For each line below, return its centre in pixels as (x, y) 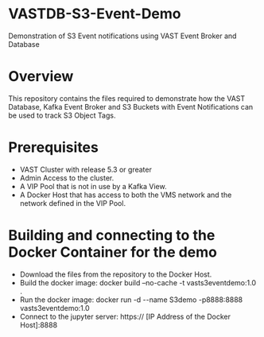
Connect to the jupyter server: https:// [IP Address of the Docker (125, 316)
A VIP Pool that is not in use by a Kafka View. (93, 186)
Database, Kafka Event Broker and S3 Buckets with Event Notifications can (131, 107)
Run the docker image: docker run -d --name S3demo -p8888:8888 (131, 300)
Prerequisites (54, 147)
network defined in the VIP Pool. (72, 203)
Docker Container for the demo (113, 252)
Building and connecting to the (112, 235)
